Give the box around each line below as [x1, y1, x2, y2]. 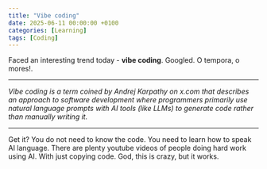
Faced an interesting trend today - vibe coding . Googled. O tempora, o [8, 56, 240, 65]
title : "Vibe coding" [8, 11, 80, 20]
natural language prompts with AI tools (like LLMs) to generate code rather [8, 104, 254, 113]
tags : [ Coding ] [8, 33, 59, 42]
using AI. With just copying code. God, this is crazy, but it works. [8, 152, 219, 161]
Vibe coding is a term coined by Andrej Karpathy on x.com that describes [8, 86, 250, 96]
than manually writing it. [8, 112, 88, 121]
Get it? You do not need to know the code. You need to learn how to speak [8, 135, 252, 144]
